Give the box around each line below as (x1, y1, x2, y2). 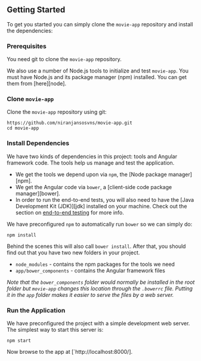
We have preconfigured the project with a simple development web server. (7, 320, 190, 327)
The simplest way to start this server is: (7, 326, 104, 333)
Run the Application (7, 306, 66, 314)
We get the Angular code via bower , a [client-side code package (15, 183, 172, 190)
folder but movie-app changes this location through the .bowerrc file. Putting (7, 284, 193, 292)
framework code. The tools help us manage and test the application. (7, 159, 175, 166)
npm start (7, 338, 32, 344)
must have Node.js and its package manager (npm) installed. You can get (7, 74, 187, 81)
